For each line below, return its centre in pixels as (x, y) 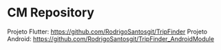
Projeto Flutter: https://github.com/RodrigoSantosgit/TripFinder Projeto (107, 32)
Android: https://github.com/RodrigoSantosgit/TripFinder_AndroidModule (111, 38)
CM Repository (51, 13)
